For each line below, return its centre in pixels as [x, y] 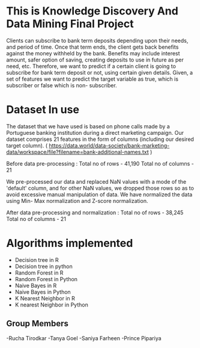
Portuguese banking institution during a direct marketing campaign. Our [95, 132]
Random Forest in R [39, 273]
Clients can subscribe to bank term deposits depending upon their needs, [97, 40]
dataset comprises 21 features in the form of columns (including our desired [100, 139]
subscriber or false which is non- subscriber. [62, 85]
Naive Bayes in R [36, 285]
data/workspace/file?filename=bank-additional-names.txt [77, 152]
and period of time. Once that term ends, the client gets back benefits [92, 47]
